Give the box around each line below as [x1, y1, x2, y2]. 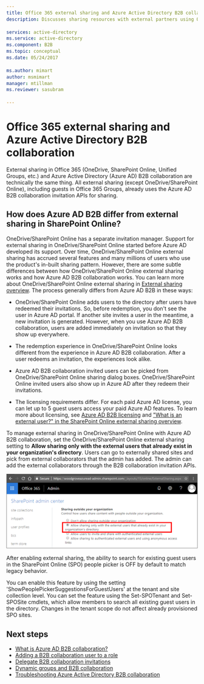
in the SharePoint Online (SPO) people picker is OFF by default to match [6, 561, 186, 568]
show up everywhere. [15, 330, 70, 338]
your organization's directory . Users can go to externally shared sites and [6, 448, 194, 456]
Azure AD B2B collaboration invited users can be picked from [15, 367, 169, 374]
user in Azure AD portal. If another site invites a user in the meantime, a [15, 311, 194, 318]
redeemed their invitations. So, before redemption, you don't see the [15, 304, 187, 312]
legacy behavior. [6, 567, 48, 575]
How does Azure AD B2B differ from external [6, 210, 178, 220]
